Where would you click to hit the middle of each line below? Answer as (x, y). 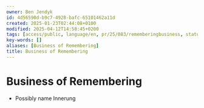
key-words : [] (24, 40)
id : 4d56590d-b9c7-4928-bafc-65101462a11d (61, 18)
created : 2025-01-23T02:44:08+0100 (51, 23)
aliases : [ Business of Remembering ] (53, 46)
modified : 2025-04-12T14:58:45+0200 (53, 29)
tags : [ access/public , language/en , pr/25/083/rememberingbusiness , (95, 35)
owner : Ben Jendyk (29, 12)
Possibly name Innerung (45, 98)
